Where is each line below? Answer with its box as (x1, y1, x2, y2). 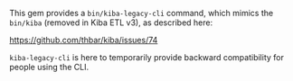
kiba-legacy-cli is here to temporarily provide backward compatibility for (9, 52, 285, 62)
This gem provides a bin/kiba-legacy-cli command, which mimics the (9, 8, 274, 18)
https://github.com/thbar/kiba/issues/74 (9, 35, 158, 45)
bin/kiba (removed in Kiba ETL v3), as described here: (9, 17, 213, 28)
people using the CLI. (9, 62, 89, 72)
